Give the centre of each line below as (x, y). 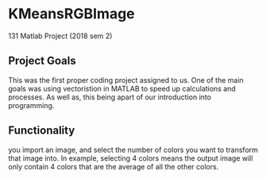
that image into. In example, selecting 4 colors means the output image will (131, 158)
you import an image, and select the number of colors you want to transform (133, 150)
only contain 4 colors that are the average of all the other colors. (114, 166)
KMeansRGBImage (71, 14)
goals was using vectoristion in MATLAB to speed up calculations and (122, 88)
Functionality (42, 131)
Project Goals (42, 61)
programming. (31, 105)
